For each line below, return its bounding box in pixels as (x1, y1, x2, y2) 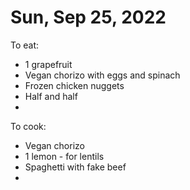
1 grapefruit (24, 58, 73, 70)
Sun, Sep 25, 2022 (10, 6, 167, 29)
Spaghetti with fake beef (24, 161, 127, 173)
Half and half (24, 90, 78, 102)
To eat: (10, 39, 40, 51)
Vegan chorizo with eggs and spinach (24, 69, 181, 81)
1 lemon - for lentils (24, 150, 105, 162)
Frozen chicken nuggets (24, 79, 125, 91)
